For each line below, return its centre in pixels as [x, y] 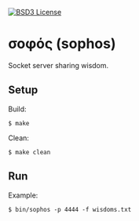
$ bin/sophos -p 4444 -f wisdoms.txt [70, 209]
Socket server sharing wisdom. [59, 65]
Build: [17, 109]
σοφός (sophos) [62, 44]
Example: [23, 195]
